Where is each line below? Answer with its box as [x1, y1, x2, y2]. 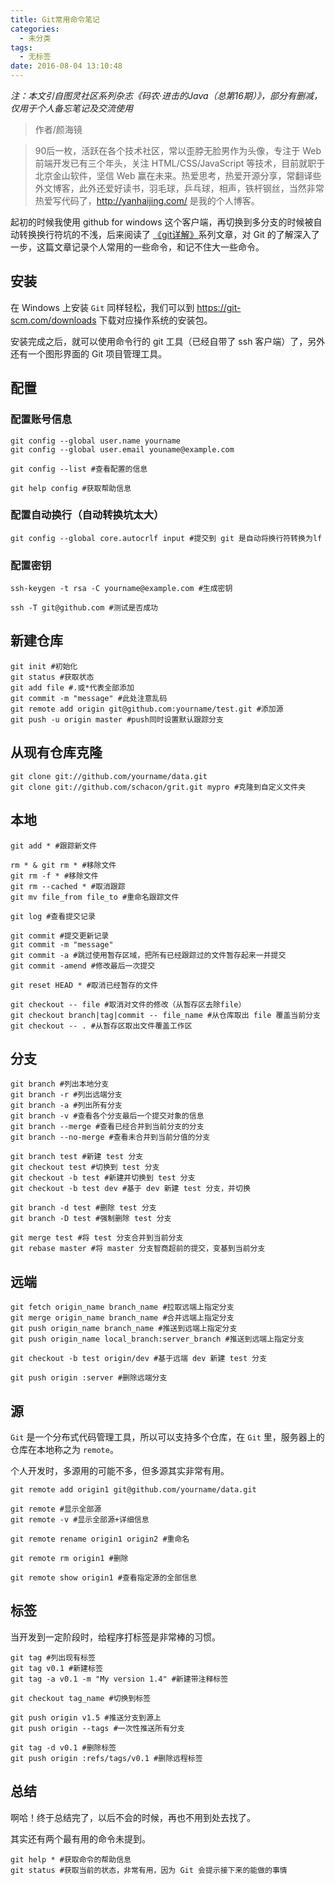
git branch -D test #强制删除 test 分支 [10, 1214, 172, 1224]
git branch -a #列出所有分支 [10, 1101, 123, 1111]
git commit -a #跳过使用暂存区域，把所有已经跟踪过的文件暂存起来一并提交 [10, 950, 287, 960]
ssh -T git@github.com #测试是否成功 [10, 603, 158, 613]
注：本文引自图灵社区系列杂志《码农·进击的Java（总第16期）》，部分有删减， [10, 90, 323, 101]
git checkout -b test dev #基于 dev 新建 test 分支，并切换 [10, 1184, 251, 1194]
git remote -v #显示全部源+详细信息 [10, 1514, 150, 1525]
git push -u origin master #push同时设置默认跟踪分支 [10, 714, 224, 725]
